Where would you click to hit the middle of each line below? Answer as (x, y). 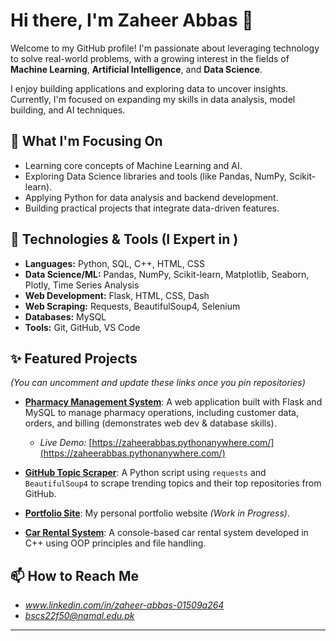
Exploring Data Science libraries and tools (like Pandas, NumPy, (156, 176)
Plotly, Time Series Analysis (82, 285)
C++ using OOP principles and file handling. (115, 543)
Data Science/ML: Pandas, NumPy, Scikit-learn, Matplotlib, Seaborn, (167, 274)
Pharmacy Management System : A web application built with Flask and (173, 402)
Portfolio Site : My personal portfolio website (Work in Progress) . (157, 513)
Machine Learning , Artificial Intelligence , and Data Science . (136, 69)
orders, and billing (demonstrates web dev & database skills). (150, 423)
